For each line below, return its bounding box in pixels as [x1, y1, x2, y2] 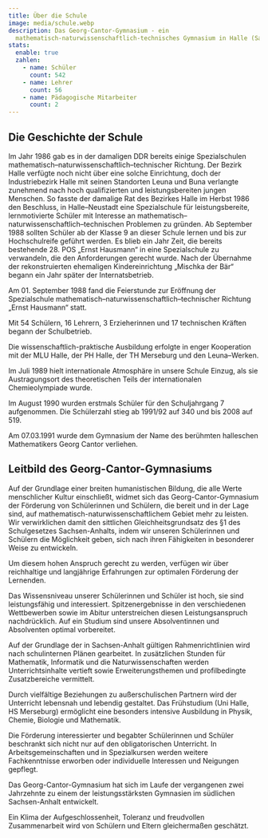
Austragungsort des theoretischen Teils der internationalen [8, 374, 202, 384]
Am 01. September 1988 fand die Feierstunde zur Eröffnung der [8, 285, 217, 295]
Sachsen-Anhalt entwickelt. [8, 796, 99, 806]
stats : [8, 42, 30, 49]
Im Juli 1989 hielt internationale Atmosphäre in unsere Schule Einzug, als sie [8, 366, 258, 375]
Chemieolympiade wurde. [8, 382, 93, 392]
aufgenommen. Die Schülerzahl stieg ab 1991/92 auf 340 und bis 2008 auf [8, 406, 253, 416]
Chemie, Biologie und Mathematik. [8, 715, 121, 725]
